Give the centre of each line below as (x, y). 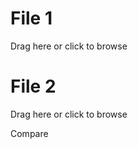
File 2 (33, 86)
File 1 (31, 18)
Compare (29, 133)
